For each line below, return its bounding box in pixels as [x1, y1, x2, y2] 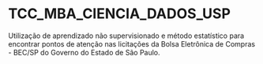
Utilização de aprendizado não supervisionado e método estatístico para [8, 31, 245, 40]
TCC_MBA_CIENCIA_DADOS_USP [8, 5, 231, 23]
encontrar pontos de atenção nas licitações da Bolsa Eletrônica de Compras [8, 39, 255, 48]
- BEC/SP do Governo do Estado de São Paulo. [8, 47, 160, 57]
